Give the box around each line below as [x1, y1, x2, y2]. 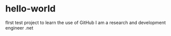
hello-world [5, 3, 56, 14]
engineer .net [5, 24, 34, 30]
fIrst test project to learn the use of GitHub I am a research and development [5, 19, 166, 25]
